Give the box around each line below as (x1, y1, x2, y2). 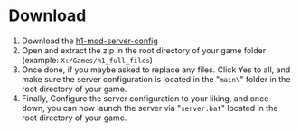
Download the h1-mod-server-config (21, 35, 159, 46)
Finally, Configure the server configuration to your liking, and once (21, 92, 269, 104)
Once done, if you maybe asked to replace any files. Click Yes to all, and (21, 64, 291, 75)
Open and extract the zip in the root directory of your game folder (21, 44, 267, 55)
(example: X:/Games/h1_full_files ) (21, 54, 154, 65)
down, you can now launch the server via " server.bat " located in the (21, 102, 278, 113)
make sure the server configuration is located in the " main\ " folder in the (21, 73, 291, 84)
